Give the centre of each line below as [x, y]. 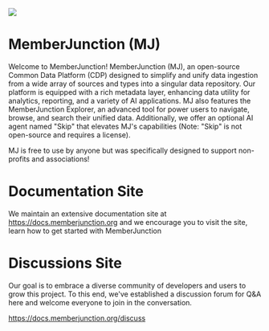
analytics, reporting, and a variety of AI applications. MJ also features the [130, 100]
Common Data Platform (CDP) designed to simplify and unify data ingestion [133, 75]
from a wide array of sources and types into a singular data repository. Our [132, 84]
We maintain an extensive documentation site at [88, 214]
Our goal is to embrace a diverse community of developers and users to [127, 285]
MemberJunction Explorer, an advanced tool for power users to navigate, [129, 109]
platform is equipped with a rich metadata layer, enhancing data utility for [129, 92]
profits [19, 159]
